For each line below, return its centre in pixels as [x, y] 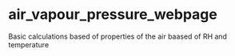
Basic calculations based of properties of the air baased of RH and [118, 36]
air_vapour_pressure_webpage [113, 15]
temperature [29, 44]
